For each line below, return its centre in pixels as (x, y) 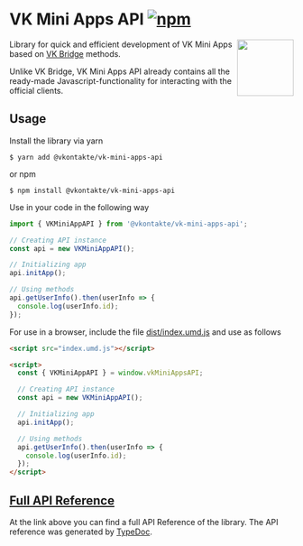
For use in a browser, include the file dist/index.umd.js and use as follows (145, 332)
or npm (23, 174)
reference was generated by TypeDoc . (81, 532)
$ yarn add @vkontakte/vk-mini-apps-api (87, 157)
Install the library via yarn (56, 141)
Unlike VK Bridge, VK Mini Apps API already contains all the (119, 71)
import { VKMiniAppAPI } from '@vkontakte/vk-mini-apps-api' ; (129, 224)
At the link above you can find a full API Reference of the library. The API (144, 522)
